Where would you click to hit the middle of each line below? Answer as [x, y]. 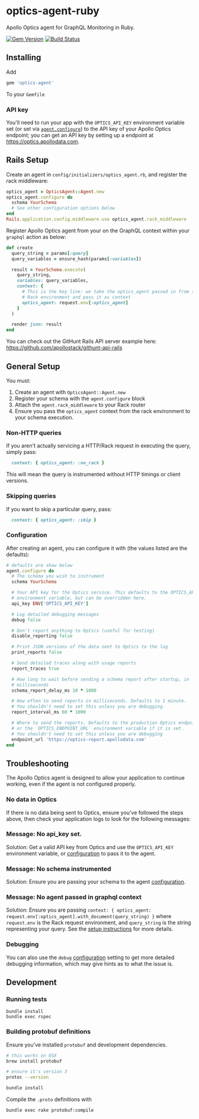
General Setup [33, 366]
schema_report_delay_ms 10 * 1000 [54, 691]
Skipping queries [31, 496]
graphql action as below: [36, 237]
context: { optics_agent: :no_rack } [58, 463]
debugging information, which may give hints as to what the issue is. [90, 963]
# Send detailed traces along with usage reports [74, 663]
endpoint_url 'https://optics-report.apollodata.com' [79, 739]
